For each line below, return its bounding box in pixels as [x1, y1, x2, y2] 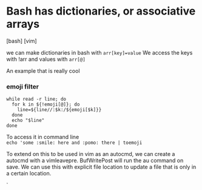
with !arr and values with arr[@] [6, 55, 86, 63]
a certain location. [6, 170, 52, 177]
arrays [6, 17, 40, 31]
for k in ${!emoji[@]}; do [12, 101, 80, 107]
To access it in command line [6, 134, 79, 141]
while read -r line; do [6, 96, 67, 103]
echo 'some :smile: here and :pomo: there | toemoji [6, 140, 143, 146]
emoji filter [6, 82, 39, 90]
